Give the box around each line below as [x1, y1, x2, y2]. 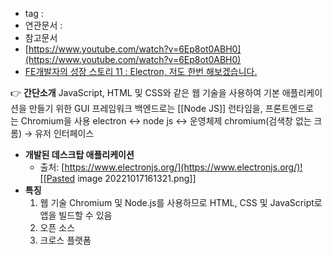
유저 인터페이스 [34, 128, 95, 139]
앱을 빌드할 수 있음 [39, 209, 113, 221]
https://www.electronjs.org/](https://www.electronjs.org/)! [64, 161, 303, 173]
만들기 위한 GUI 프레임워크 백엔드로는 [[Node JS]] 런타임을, [28, 103, 263, 114]
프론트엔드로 [264, 103, 314, 114]
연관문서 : [24, 19, 63, 31]
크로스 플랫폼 [39, 234, 92, 246]
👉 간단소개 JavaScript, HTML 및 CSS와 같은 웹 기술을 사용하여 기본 [10, 87, 280, 98]
